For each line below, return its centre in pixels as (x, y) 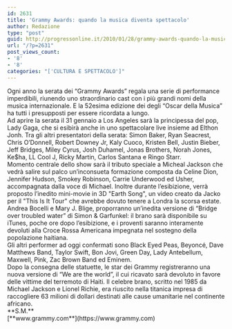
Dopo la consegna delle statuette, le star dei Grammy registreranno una (109, 267)
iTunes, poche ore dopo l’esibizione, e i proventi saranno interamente (105, 223)
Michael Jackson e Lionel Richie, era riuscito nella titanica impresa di (105, 289)
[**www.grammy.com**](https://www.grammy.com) (81, 318)
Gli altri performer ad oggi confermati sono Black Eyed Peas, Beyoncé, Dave (116, 245)
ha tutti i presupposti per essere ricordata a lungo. (78, 113)
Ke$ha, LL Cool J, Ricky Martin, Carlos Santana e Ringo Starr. (94, 157)
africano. (20, 303)
